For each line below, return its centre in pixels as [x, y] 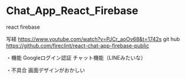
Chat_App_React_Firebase [72, 11]
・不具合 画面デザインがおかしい [46, 70]
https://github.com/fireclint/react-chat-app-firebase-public [78, 46]
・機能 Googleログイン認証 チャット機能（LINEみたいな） [76, 57]
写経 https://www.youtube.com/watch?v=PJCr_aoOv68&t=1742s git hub [93, 39]
